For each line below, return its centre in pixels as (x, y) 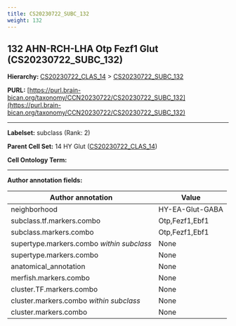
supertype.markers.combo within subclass (81, 244)
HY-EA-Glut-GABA (191, 209)
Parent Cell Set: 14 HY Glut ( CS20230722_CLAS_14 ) (83, 146)
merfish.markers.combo (50, 278)
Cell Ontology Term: (37, 160)
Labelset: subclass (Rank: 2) (49, 133)
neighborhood (34, 209)
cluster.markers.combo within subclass (76, 301)
